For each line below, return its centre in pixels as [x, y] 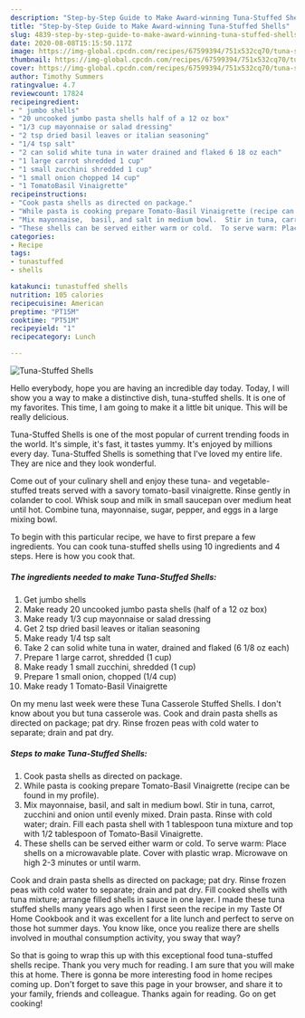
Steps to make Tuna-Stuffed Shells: [79, 753]
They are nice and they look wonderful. [83, 463]
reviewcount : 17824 [47, 93]
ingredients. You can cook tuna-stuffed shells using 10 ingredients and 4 [145, 547]
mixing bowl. [34, 519]
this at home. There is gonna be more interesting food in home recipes [142, 975]
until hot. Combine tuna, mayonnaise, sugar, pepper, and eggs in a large [144, 509]
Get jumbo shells [55, 599]
